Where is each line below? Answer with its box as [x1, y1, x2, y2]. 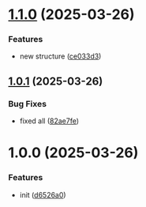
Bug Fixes [8, 98, 47, 109]
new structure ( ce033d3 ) [19, 51, 102, 61]
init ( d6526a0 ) [19, 190, 66, 199]
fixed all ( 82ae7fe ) [19, 116, 80, 126]
